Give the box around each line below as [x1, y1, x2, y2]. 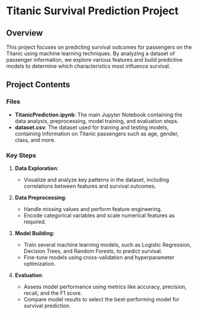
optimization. [23, 260, 56, 267]
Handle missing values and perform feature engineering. [23, 205, 162, 212]
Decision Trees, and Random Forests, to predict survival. [23, 247, 162, 254]
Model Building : [14, 229, 55, 237]
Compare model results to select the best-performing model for [23, 295, 180, 303]
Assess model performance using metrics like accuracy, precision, [23, 283, 187, 290]
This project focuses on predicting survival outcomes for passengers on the [6, 43, 192, 51]
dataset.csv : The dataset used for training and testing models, [14, 124, 169, 131]
